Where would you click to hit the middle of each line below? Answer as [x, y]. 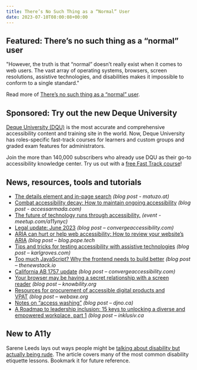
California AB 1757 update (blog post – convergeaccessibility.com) [95, 271]
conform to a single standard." [43, 83]
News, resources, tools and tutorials [74, 182]
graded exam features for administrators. [56, 146]
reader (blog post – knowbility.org [56, 284]
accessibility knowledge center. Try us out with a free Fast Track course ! [94, 164]
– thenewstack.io [35, 265]
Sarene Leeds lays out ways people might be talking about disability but [93, 348]
